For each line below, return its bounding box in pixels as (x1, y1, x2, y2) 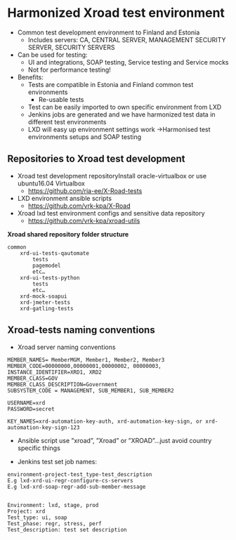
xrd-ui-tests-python (20, 274, 80, 282)
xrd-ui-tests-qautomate (20, 249, 90, 257)
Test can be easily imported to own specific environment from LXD (27, 103, 222, 111)
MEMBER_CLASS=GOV (7, 374, 58, 382)
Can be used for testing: (17, 51, 88, 59)
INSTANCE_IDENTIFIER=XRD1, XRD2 (7, 369, 102, 376)
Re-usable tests (38, 95, 84, 103)
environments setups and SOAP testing (27, 132, 142, 141)
